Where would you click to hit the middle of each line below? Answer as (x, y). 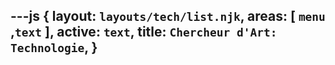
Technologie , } (54, 47)
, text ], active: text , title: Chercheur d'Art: (144, 32)
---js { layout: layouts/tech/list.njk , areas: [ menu (168, 16)
